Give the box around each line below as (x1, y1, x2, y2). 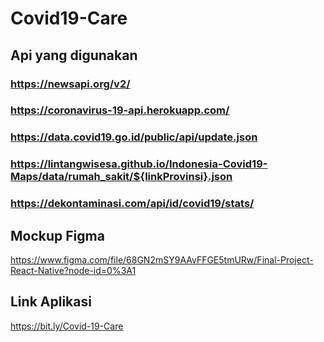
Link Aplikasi (10, 293, 92, 311)
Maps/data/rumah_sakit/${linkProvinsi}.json (10, 170, 233, 184)
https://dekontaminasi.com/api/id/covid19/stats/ (10, 197, 255, 211)
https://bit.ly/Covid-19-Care (10, 320, 124, 332)
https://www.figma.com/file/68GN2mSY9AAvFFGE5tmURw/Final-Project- (10, 254, 314, 266)
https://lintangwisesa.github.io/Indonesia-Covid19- (10, 157, 268, 171)
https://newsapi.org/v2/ (10, 77, 131, 91)
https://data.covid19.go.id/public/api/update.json (10, 130, 258, 144)
